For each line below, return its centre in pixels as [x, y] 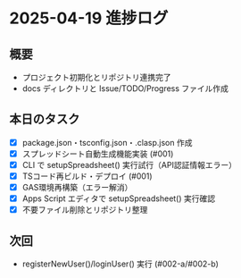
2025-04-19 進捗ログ [89, 18]
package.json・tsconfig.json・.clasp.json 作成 [107, 142]
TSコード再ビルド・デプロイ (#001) [87, 176]
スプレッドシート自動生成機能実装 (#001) [98, 154]
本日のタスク [45, 119]
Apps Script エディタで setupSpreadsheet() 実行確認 [119, 198]
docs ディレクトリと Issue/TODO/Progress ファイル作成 [125, 88]
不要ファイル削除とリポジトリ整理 [85, 210]
